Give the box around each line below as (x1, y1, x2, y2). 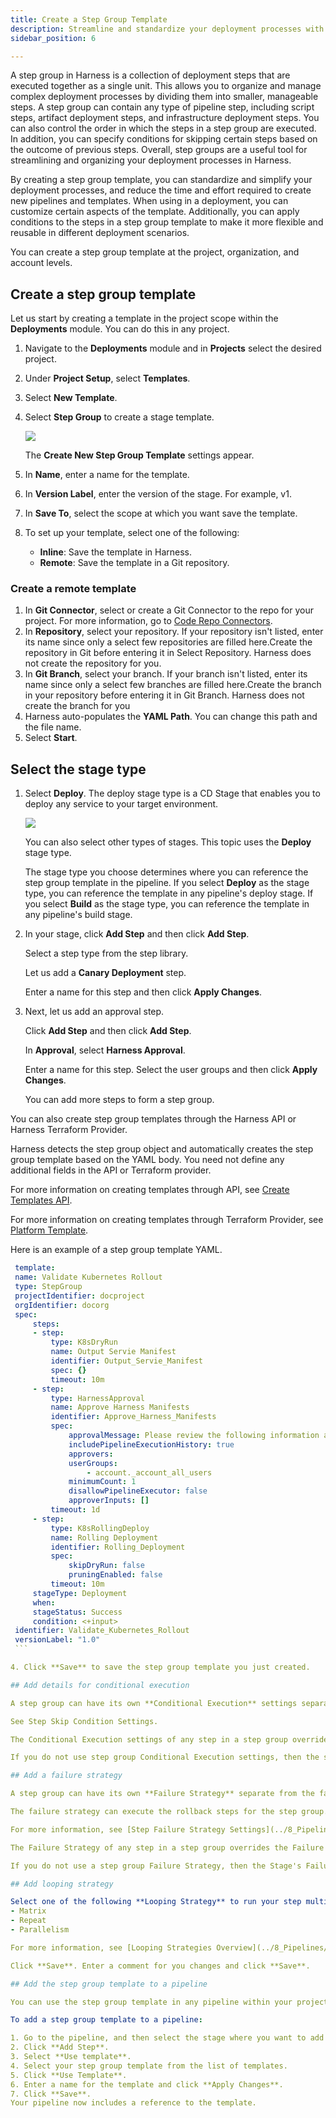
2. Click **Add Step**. (10, 2042, 110, 2053)
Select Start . (24, 732, 78, 744)
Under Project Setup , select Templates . (24, 372, 191, 385)
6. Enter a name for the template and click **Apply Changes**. (10, 2079, 284, 2090)
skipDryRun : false (68, 1561, 145, 1571)
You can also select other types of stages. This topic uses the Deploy (24, 836, 312, 848)
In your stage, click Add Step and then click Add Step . (24, 928, 250, 940)
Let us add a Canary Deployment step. (24, 967, 187, 979)
